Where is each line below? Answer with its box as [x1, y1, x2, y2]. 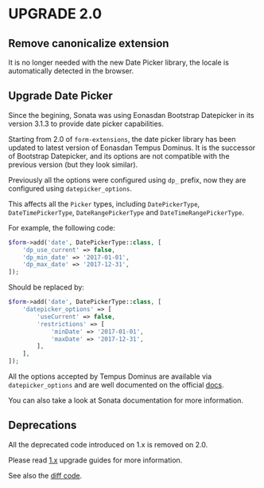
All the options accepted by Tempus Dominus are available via [8, 372, 212, 381]
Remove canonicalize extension [8, 37, 169, 50]
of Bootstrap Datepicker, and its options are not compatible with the [8, 151, 230, 160]
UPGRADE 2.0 [8, 5, 102, 23]
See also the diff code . [8, 470, 83, 480]
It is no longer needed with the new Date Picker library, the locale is [8, 57, 229, 67]
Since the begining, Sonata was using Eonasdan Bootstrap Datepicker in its [8, 110, 254, 120]
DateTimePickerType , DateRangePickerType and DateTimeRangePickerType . [8, 207, 245, 217]
